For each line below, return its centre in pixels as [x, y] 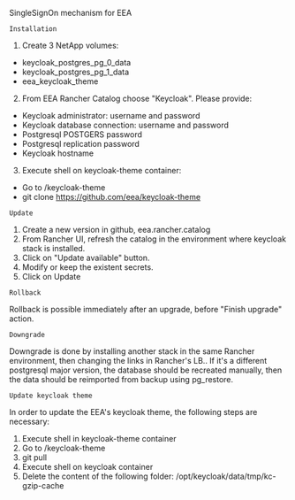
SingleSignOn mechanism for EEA [71, 13]
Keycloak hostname [58, 153]
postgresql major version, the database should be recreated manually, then [146, 370]
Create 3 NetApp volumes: [70, 45]
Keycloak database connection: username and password [125, 125]
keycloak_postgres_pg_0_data [76, 62]
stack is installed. [53, 248]
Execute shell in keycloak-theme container [99, 438]
